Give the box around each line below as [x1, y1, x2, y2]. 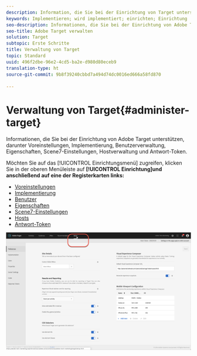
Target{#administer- [87, 103, 189, 117]
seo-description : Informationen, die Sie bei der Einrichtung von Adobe [6, 22, 188, 28]
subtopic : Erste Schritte [6, 41, 69, 46]
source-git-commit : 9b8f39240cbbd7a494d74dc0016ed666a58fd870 [6, 71, 161, 78]
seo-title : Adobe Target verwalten [6, 28, 93, 34]
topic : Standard [6, 53, 46, 59]
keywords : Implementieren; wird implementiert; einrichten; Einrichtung [6, 15, 188, 22]
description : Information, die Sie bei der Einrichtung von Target [6, 9, 175, 15]
